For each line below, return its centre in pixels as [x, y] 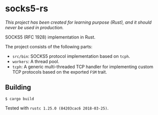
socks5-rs [27, 9]
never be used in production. [34, 27]
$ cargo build [20, 99]
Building [18, 88]
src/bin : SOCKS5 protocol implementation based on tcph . [71, 56]
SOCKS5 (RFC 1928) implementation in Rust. [50, 37]
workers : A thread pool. [36, 61]
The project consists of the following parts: [49, 46]
